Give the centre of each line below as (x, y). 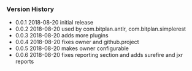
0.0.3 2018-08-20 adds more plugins (62, 35)
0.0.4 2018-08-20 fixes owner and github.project (77, 42)
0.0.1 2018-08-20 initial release (54, 23)
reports (25, 62)
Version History (30, 9)
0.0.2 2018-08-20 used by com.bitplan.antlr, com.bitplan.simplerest (100, 29)
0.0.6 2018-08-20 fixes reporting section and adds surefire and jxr (99, 55)
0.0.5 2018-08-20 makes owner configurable (72, 48)
